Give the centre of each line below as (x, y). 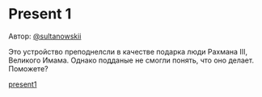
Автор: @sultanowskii (45, 36)
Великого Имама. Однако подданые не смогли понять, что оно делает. (131, 60)
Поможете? (28, 68)
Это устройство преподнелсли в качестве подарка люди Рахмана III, (128, 51)
